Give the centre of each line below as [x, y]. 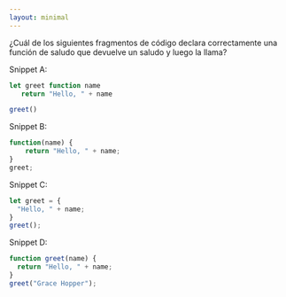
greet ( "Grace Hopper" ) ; [53, 283]
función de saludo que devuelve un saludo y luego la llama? [118, 52]
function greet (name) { [53, 259]
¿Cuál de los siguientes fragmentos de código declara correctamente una [143, 43]
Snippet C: [28, 184]
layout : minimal [39, 17]
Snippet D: [28, 242]
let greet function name [55, 85]
